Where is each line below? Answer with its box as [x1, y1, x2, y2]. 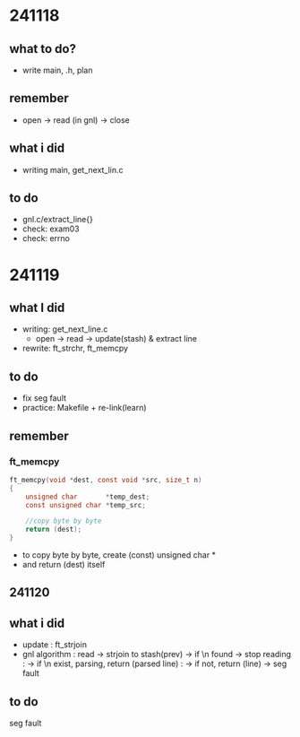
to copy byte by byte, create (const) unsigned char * [21, 550, 217, 560]
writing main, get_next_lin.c [21, 164, 124, 175]
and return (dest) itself [21, 559, 106, 570]
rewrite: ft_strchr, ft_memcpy [21, 342, 128, 354]
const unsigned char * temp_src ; [25, 500, 146, 509]
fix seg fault [21, 393, 67, 403]
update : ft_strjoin [21, 639, 88, 650]
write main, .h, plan [21, 65, 93, 75]
